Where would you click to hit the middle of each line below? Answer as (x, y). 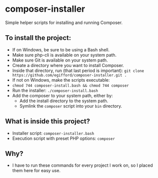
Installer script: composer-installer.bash (53, 133)
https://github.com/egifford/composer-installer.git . (69, 75)
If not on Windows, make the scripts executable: (61, 80)
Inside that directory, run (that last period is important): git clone (78, 70)
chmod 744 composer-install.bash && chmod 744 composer (70, 86)
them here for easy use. (36, 171)
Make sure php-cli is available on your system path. (64, 55)
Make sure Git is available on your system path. (60, 60)
